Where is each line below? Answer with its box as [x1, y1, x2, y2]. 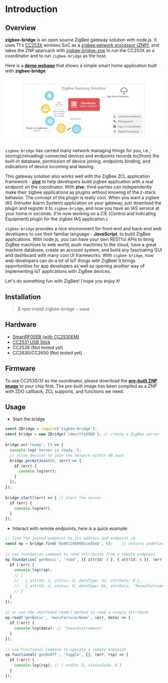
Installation [5, 293, 41, 301]
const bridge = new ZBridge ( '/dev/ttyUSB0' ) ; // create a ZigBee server [5, 432, 160, 437]
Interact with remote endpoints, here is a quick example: [12, 525, 128, 531]
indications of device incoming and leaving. [5, 164, 95, 170]
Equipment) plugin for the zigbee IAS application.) [5, 216, 108, 222]
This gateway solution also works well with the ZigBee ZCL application [5, 173, 150, 179]
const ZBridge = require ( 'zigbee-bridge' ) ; [5, 427, 97, 432]
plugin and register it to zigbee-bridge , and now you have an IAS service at [5, 205, 159, 211]
